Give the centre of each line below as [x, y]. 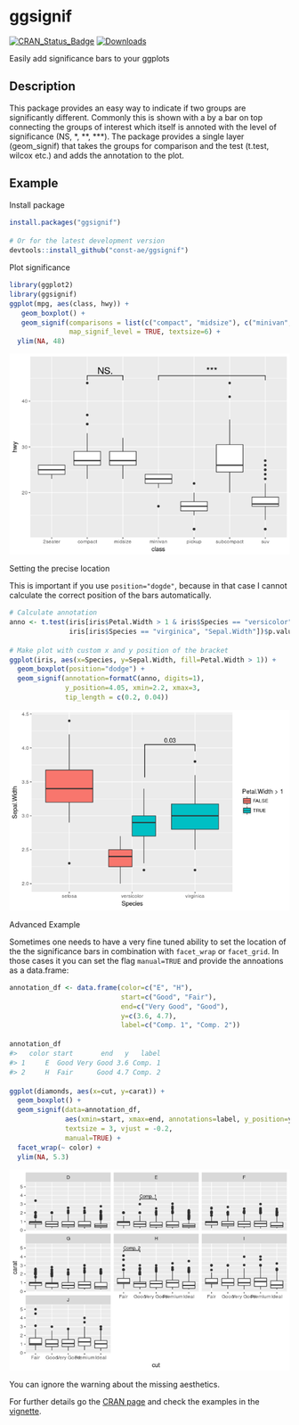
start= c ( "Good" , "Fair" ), [169, 997]
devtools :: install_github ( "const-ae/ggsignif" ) [99, 251]
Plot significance [40, 268]
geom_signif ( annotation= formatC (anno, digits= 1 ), [111, 679]
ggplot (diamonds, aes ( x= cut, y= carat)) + [87, 1091]
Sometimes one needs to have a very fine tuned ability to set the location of [148, 942]
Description [42, 86]
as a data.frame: [39, 970]
